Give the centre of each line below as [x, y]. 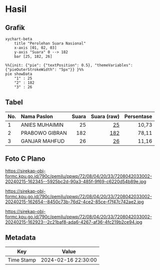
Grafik [15, 28]
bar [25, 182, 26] [33, 56]
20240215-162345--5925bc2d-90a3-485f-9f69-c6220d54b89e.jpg [76, 181]
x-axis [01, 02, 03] [35, 48]
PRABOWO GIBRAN [44, 133]
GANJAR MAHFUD [43, 141]
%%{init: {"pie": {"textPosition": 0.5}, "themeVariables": [69, 65]
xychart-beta [19, 39]
